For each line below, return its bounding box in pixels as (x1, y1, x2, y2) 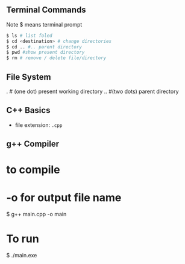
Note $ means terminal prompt (6, 21, 83, 28)
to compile (6, 163, 60, 177)
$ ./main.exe (6, 252, 37, 259)
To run (6, 232, 39, 245)
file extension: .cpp (14, 121, 63, 129)
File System (6, 72, 51, 82)
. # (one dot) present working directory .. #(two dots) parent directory (6, 88, 179, 95)
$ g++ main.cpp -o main (6, 211, 67, 218)
